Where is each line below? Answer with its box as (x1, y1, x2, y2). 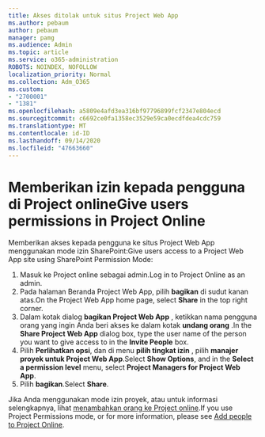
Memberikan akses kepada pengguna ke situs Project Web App (8, 238, 215, 248)
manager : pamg (8, 33, 55, 42)
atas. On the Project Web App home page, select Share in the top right (19, 295, 248, 305)
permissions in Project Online (8, 211, 206, 230)
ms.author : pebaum (8, 19, 69, 27)
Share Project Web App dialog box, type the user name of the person (19, 329, 247, 339)
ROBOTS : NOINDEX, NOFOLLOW (8, 63, 97, 71)
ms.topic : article (8, 48, 69, 56)
